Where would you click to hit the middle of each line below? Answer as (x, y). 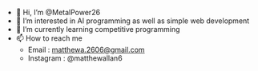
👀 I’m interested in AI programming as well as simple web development (133, 21)
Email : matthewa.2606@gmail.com (87, 49)
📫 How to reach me (49, 38)
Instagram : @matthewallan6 (75, 58)
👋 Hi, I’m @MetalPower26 (58, 12)
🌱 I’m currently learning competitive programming (98, 29)
